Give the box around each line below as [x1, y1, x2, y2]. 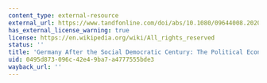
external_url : [8, 19, 56, 27]
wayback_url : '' [8, 63, 62, 71]
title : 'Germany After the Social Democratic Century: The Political [8, 48, 244, 56]
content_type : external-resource [8, 11, 119, 20]
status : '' [8, 41, 44, 49]
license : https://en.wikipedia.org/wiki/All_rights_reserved [8, 33, 215, 42]
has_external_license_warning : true [8, 26, 130, 34]
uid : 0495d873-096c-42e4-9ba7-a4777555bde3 [8, 56, 155, 64]
